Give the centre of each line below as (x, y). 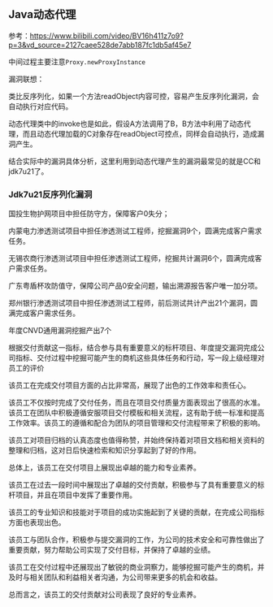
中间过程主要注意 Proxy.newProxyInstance (77, 61)
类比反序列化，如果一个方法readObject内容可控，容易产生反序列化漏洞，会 (134, 96)
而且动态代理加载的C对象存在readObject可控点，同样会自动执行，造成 (140, 133)
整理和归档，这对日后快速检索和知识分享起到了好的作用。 (104, 450)
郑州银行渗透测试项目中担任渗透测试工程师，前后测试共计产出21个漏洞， (130, 303)
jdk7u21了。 (28, 171)
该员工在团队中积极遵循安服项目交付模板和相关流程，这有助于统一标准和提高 (136, 413)
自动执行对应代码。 (41, 106)
